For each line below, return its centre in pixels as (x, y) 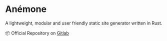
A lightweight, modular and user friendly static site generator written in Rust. (84, 23)
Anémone (26, 9)
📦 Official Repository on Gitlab (37, 33)
